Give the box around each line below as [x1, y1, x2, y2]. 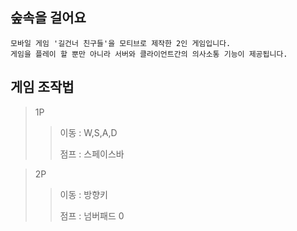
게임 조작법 [10, 79, 75, 96]
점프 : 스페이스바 [59, 148, 125, 160]
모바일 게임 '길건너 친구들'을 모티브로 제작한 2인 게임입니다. [10, 38, 232, 48]
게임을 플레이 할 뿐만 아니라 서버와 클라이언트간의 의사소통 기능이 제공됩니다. [10, 49, 288, 59]
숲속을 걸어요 [10, 9, 87, 27]
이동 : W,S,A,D [59, 126, 118, 138]
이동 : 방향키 [59, 188, 108, 200]
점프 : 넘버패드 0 [59, 209, 125, 222]
